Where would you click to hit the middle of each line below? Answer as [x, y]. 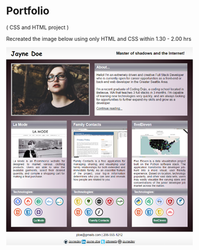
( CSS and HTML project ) [38, 27]
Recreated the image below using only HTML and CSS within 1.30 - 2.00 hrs [99, 39]
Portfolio [28, 11]
